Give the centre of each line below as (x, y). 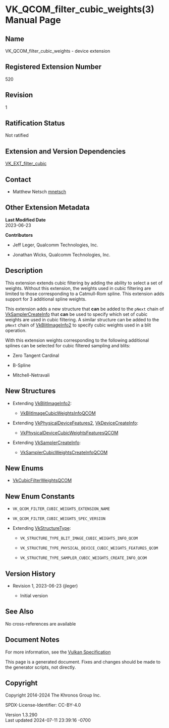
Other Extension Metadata (47, 208)
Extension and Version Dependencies (66, 151)
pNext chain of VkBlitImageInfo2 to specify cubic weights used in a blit (78, 325)
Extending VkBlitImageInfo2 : (42, 403)
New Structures (31, 391)
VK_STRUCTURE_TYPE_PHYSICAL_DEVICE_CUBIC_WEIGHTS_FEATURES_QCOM (89, 549)
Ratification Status (35, 123)
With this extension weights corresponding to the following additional (77, 340)
